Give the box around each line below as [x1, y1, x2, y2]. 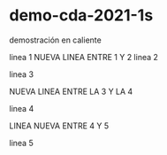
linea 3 [9, 68, 34, 80]
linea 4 [9, 103, 34, 113]
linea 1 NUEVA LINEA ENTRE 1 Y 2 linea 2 [9, 51, 159, 62]
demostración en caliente [9, 35, 102, 45]
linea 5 [9, 137, 34, 148]
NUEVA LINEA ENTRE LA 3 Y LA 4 [9, 86, 133, 97]
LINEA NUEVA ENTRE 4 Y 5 [9, 120, 110, 131]
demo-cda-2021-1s [9, 5, 154, 26]
